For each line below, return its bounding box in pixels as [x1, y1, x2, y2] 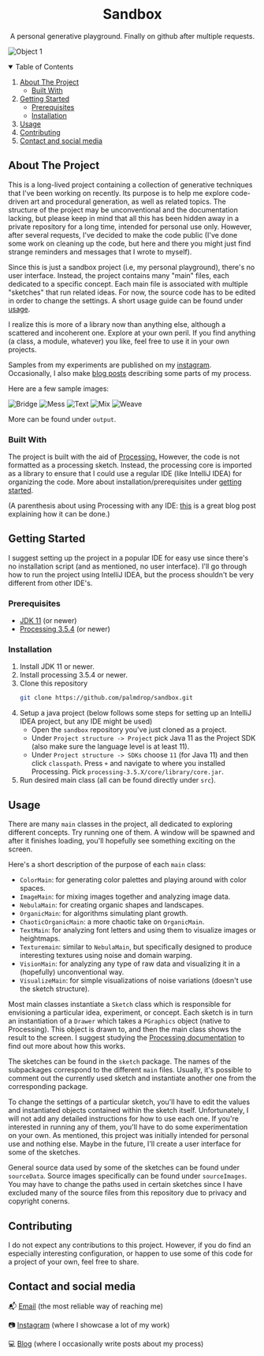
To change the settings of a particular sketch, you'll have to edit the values [8, 1097, 251, 1106]
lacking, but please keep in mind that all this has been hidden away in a [8, 213, 239, 223]
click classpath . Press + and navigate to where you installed [31, 759, 226, 768]
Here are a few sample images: [8, 384, 109, 393]
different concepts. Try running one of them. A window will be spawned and [8, 828, 255, 837]
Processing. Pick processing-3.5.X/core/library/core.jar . [31, 767, 225, 776]
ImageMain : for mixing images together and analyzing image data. [19, 892, 231, 901]
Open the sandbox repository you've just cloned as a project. [31, 725, 227, 734]
